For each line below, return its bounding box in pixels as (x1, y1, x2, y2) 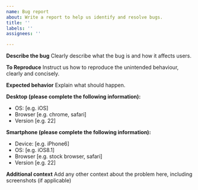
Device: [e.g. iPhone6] (14, 140, 70, 147)
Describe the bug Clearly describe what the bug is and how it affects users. (6, 52, 191, 59)
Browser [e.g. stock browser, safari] (14, 153, 103, 160)
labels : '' (6, 25, 33, 31)
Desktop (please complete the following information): (6, 93, 141, 100)
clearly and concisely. (6, 70, 60, 77)
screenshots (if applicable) (6, 177, 72, 184)
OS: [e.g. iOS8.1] (14, 147, 55, 154)
